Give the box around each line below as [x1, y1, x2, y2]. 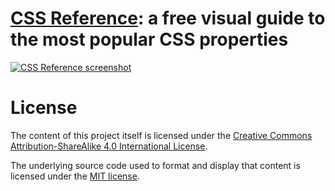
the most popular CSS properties [10, 28, 289, 51]
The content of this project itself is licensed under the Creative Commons [10, 129, 313, 141]
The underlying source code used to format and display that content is [10, 159, 301, 171]
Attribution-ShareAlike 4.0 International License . [10, 140, 208, 152]
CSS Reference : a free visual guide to [10, 7, 326, 30]
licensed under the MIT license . [10, 170, 140, 182]
